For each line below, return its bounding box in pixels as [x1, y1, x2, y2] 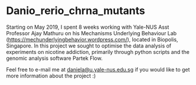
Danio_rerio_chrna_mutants [6, 4, 146, 18]
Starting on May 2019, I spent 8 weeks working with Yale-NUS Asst [6, 23, 169, 30]
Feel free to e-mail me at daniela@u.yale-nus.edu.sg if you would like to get [6, 66, 190, 73]
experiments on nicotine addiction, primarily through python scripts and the [6, 48, 190, 55]
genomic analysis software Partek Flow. [6, 55, 103, 62]
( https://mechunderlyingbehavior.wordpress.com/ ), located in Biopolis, [6, 36, 178, 43]
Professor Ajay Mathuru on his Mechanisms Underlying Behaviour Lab [6, 29, 177, 36]
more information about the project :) [6, 72, 96, 79]
